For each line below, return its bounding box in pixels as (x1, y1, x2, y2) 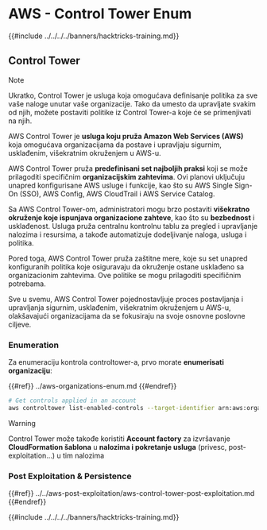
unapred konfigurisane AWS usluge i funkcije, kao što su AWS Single (8, 180, 233, 190)
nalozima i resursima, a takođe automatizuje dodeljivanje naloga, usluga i (8, 230, 247, 239)
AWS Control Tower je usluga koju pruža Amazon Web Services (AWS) (8, 131, 244, 141)
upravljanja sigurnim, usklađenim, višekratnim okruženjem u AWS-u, (8, 303, 232, 312)
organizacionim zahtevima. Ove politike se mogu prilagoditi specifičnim (8, 270, 242, 280)
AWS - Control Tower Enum (8, 5, 192, 23)
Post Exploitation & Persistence (8, 470, 132, 482)
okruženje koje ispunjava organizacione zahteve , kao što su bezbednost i (8, 212, 255, 222)
